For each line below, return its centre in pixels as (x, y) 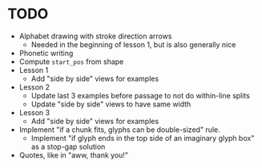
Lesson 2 (34, 87)
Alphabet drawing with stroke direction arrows (95, 36)
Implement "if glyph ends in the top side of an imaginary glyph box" (143, 138)
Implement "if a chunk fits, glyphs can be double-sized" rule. (120, 130)
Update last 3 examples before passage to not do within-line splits (140, 95)
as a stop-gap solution (68, 146)
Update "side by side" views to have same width (111, 104)
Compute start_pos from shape (71, 62)
